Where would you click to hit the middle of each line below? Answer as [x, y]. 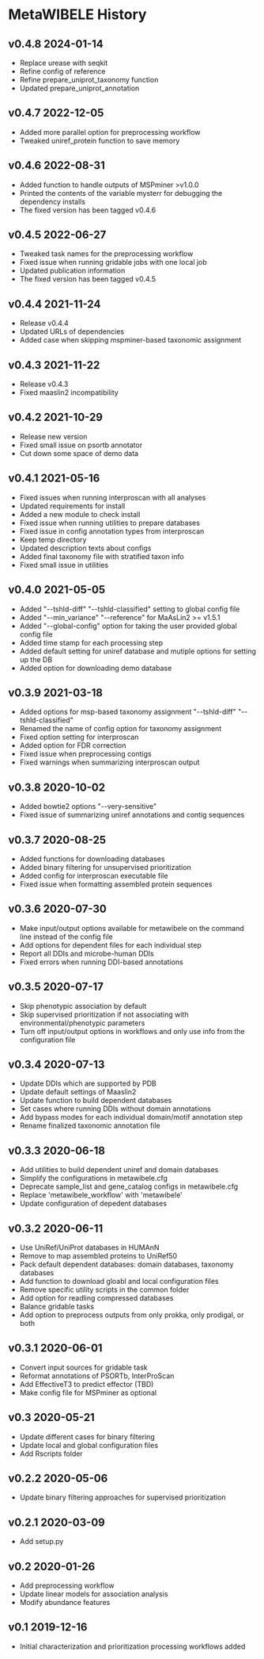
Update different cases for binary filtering [87, 1436]
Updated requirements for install [72, 506]
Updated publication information [72, 270]
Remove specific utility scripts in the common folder [104, 1289]
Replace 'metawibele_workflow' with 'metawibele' [101, 1195]
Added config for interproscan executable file [94, 875]
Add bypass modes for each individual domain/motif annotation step [131, 1117]
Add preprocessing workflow [67, 1586]
